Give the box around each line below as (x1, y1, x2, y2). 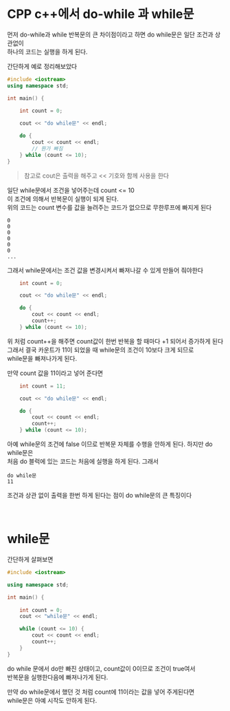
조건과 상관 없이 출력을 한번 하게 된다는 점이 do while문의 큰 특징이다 (7, 491, 192, 500)
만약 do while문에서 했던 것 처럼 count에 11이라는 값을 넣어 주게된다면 (7, 688, 195, 696)
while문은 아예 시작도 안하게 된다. (7, 696, 97, 704)
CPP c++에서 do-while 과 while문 (7, 6, 194, 22)
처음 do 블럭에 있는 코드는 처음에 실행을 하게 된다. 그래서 (7, 457, 159, 465)
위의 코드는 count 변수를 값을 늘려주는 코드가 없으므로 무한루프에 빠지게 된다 (7, 203, 212, 211)
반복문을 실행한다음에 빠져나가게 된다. (7, 672, 108, 681)
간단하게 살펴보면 (7, 555, 54, 563)
